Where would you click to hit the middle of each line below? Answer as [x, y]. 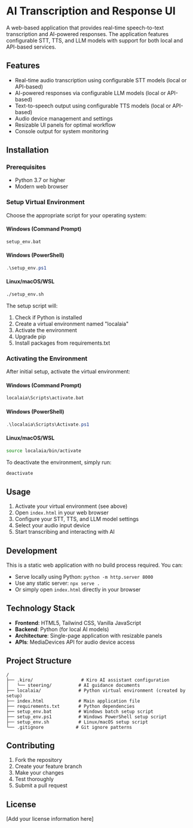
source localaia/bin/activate [44, 451]
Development [32, 551]
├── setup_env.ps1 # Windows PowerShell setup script [87, 717]
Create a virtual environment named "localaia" [72, 324]
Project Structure [39, 661]
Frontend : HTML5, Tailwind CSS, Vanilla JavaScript [78, 623]
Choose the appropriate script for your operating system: [76, 215]
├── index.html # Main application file [73, 701]
